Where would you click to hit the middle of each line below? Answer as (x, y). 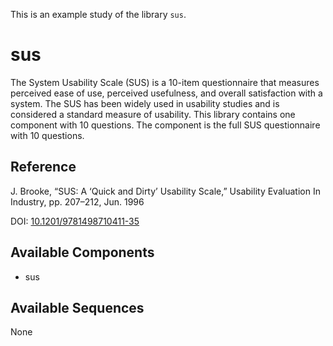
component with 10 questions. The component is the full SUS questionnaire (165, 125)
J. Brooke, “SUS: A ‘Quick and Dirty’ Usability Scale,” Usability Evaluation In (165, 191)
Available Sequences (77, 307)
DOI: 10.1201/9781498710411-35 (75, 221)
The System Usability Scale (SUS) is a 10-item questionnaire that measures (165, 82)
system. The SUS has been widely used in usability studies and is (145, 103)
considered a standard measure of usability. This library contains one (153, 114)
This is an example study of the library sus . (98, 14)
